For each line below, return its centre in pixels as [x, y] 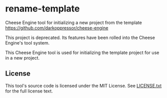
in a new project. [23, 57]
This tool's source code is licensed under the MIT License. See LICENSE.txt [83, 85]
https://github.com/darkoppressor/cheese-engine [57, 27]
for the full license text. [29, 91]
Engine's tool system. [27, 42]
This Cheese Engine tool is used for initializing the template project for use [82, 52]
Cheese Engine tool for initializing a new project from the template [74, 22]
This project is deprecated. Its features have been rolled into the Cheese [80, 37]
